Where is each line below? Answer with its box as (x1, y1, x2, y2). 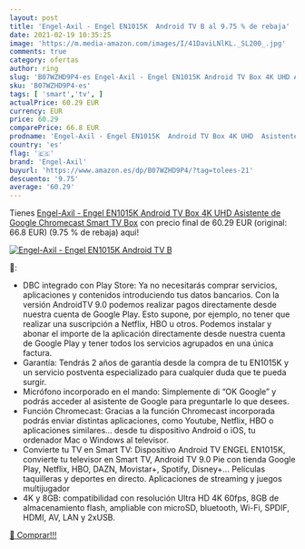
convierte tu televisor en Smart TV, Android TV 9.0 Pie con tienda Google (22, 454, 296, 465)
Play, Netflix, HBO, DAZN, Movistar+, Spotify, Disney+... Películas (22, 463, 266, 474)
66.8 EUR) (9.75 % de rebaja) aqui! (9, 227, 139, 238)
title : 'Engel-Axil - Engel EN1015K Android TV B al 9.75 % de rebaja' (9, 22, 290, 31)
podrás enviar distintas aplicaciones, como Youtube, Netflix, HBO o (22, 415, 274, 426)
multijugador (22, 483, 71, 494)
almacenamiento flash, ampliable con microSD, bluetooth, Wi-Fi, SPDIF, (22, 503, 290, 513)
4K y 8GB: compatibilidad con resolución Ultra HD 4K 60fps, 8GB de (22, 493, 280, 503)
